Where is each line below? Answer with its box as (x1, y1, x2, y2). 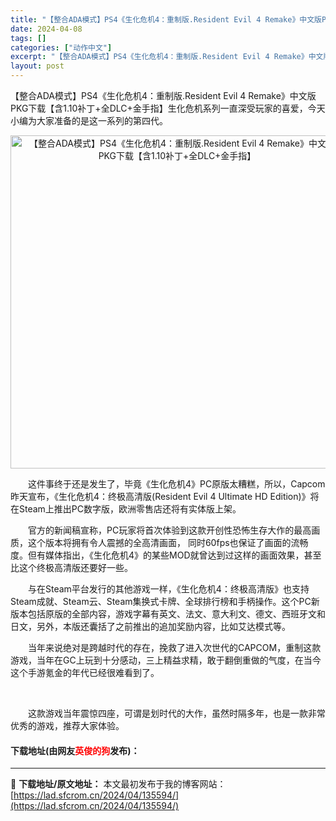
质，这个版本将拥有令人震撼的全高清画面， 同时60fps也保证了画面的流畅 (10, 537, 309, 548)
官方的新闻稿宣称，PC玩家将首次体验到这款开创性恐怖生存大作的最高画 (27, 524, 321, 536)
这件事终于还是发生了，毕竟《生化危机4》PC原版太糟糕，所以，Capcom (27, 478, 326, 490)
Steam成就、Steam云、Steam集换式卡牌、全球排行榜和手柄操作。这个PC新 (10, 596, 320, 607)
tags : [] (10, 33, 47, 43)
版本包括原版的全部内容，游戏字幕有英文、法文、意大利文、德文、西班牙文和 (10, 608, 326, 620)
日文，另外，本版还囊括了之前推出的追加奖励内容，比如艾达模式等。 (10, 621, 291, 632)
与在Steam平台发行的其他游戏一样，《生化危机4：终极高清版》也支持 (27, 583, 310, 595)
